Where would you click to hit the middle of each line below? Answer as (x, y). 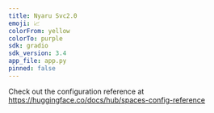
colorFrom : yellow (39, 31)
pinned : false (32, 69)
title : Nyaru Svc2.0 (43, 16)
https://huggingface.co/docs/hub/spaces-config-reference (107, 100)
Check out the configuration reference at (76, 91)
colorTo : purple (36, 38)
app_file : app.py (38, 61)
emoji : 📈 (24, 23)
